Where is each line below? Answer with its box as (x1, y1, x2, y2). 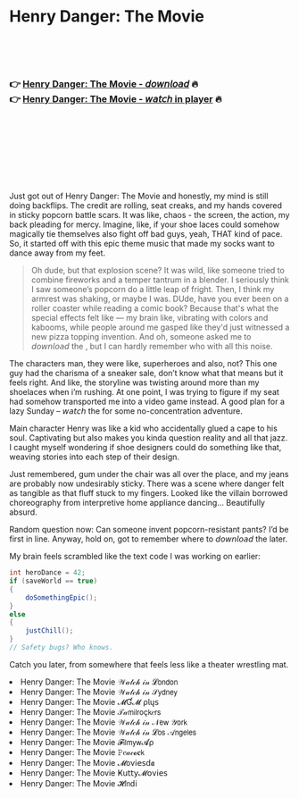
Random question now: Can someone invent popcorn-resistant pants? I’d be (9, 525, 289, 535)
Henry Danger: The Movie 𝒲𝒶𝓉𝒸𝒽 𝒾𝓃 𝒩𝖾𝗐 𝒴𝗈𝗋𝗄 (21, 717, 187, 727)
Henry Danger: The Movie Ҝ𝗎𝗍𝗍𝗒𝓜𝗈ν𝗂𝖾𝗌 (21, 767, 168, 778)
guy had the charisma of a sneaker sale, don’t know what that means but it (9, 368, 284, 379)
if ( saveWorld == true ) (9, 576, 98, 586)
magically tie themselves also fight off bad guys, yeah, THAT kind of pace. (9, 229, 283, 239)
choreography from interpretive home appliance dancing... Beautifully (9, 498, 266, 508)
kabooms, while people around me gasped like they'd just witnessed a (30, 322, 290, 332)
